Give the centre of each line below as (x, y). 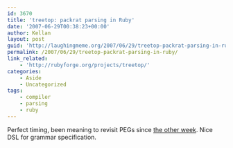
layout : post (26, 39)
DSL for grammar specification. (52, 137)
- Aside (31, 78)
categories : (24, 71)
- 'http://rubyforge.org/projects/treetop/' (85, 65)
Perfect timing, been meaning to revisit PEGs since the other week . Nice (110, 129)
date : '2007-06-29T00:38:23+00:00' (59, 26)
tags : (15, 91)
